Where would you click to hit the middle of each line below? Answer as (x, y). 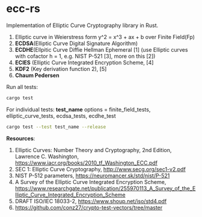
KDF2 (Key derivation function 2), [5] (61, 69)
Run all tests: (22, 87)
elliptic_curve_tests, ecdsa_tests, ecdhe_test (61, 115)
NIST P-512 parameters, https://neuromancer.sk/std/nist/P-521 (92, 176)
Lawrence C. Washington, (47, 156)
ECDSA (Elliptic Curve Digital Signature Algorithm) (76, 43)
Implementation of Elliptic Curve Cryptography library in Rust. (82, 25)
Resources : (21, 138)
